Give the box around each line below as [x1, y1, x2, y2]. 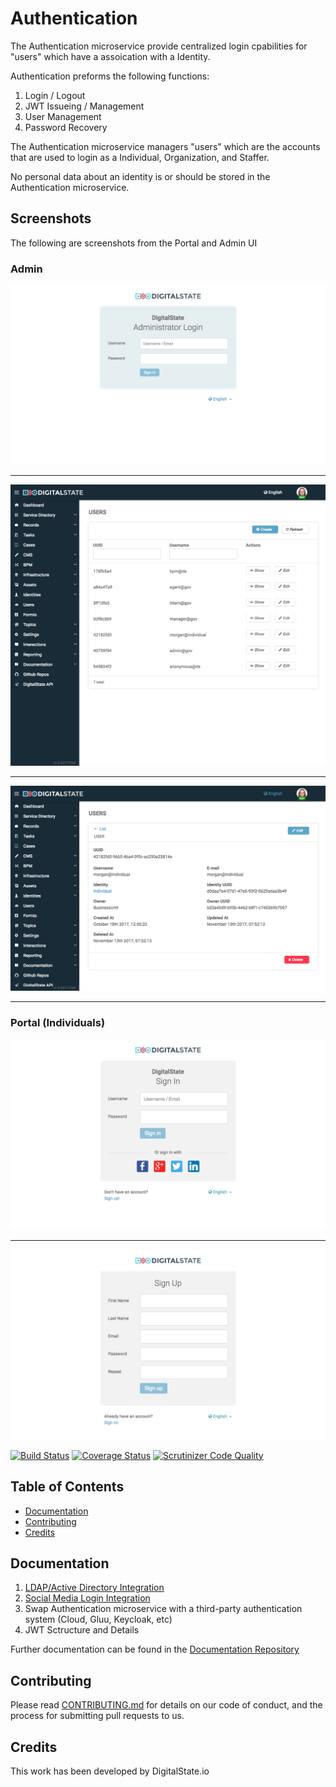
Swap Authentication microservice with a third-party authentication [24, 1603, 303, 1615]
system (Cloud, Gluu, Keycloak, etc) [24, 1613, 173, 1626]
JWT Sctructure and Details [24, 1624, 140, 1636]
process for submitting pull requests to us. [10, 1710, 185, 1722]
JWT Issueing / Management [24, 100, 145, 112]
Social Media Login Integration [24, 1592, 151, 1604]
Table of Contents [10, 1478, 125, 1496]
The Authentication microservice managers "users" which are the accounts [10, 140, 321, 152]
